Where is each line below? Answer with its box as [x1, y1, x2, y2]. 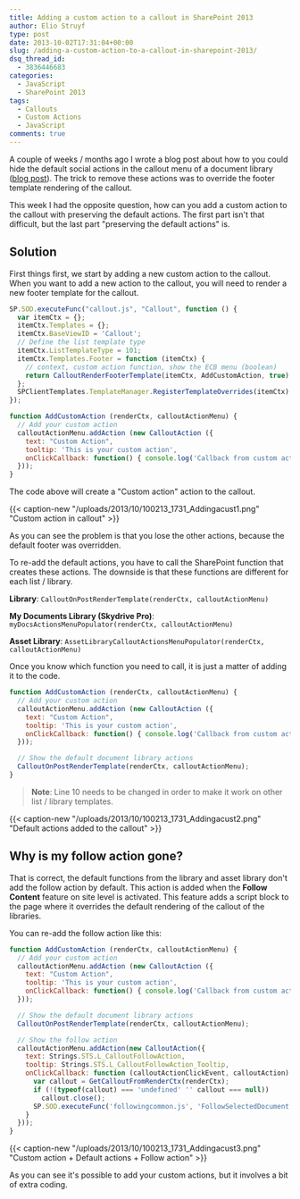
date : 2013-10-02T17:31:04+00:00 [9, 38, 134, 47]
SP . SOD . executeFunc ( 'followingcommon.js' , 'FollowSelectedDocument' [32, 1102, 294, 1111]
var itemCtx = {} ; [17, 313, 87, 322]
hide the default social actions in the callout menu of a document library [9, 163, 274, 174]
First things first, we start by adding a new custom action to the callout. [9, 268, 271, 279]
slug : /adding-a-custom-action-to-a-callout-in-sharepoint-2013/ [9, 46, 257, 55]
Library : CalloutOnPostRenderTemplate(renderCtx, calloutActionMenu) [9, 593, 270, 604]
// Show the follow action [17, 1035, 118, 1044]
